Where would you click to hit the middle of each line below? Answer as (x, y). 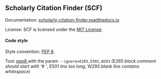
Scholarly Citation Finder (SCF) (54, 8)
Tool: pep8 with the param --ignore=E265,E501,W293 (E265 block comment (80, 61)
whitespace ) (18, 72)
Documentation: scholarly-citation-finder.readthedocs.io (62, 20)
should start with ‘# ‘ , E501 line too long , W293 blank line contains (72, 66)
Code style (16, 41)
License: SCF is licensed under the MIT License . (54, 29)
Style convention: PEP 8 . (30, 52)
